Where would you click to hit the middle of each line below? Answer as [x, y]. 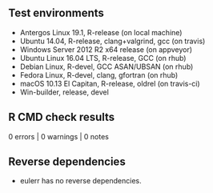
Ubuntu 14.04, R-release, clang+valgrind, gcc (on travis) [113, 41]
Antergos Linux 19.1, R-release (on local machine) [101, 32]
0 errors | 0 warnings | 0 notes [59, 136]
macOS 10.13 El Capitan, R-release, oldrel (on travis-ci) [110, 83]
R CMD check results [62, 117]
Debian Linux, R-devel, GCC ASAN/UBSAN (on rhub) [106, 66]
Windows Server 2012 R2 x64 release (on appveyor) [106, 49]
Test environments [56, 13]
